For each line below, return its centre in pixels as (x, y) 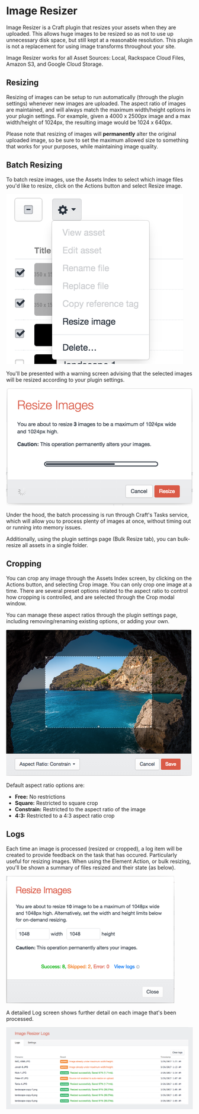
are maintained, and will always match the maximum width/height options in (99, 110)
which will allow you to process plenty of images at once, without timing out (99, 521)
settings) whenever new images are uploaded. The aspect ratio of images (96, 103)
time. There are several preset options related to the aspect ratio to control (97, 591)
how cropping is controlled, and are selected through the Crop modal (90, 597)
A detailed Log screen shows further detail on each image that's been (91, 1013)
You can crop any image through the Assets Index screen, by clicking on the (99, 578)
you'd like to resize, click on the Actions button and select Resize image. (94, 186)
